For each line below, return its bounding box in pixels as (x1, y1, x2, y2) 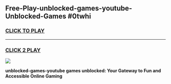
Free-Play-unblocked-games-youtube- (5, 4, 132, 13)
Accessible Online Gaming (5, 73, 63, 79)
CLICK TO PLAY (5, 27, 45, 35)
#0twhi (68, 12, 92, 21)
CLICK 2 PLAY (5, 46, 41, 53)
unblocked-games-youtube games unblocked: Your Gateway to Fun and (5, 67, 161, 73)
